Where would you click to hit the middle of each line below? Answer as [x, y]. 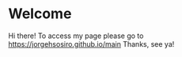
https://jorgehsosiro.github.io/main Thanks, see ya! [91, 44]
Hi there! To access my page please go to [76, 36]
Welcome [40, 14]
